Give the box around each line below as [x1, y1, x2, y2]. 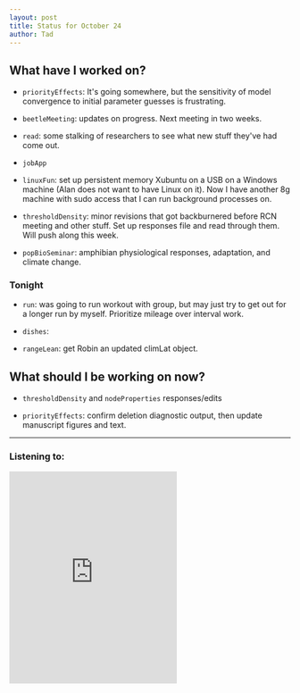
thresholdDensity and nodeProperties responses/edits [21, 393, 222, 404]
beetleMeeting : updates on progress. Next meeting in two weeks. [21, 113, 262, 124]
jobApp [21, 159, 47, 168]
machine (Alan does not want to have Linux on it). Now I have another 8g [21, 184, 290, 195]
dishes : [21, 326, 49, 337]
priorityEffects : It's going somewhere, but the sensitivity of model [21, 87, 271, 97]
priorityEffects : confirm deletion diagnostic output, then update [21, 410, 263, 421]
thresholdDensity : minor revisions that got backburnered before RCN [21, 211, 278, 221]
